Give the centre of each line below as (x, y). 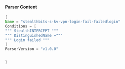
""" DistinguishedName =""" (34, 35)
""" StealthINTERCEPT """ (32, 31)
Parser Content (21, 7)
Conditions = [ (21, 26)
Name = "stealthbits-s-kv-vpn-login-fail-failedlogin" (63, 22)
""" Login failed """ (27, 40)
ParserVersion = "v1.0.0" (32, 49)
